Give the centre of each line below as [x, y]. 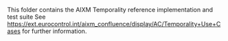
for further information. [54, 31]
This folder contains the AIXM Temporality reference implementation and [110, 10]
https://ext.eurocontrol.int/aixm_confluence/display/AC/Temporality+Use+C [114, 24]
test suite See [26, 17]
